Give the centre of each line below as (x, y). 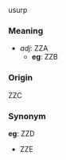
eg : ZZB (45, 57)
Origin (21, 78)
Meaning (26, 31)
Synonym (27, 116)
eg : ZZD (21, 133)
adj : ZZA (34, 48)
